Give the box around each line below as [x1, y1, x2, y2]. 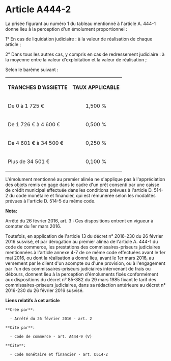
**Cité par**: [5, 325, 36, 330]
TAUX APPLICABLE [72, 83, 120, 91]
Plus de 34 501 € [8, 157, 50, 165]
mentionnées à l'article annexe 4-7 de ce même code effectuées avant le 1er [5, 249, 166, 255]
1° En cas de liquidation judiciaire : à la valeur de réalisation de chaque [5, 36, 153, 42]
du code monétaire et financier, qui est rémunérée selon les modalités [9, 192, 156, 198]
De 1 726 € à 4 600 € [8, 121, 61, 128]
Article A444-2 [5, 4, 71, 15]
